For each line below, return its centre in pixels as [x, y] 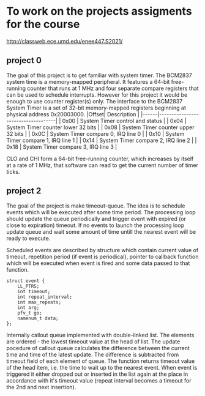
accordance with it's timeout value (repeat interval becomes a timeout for [99, 380]
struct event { [26, 281]
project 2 [24, 191]
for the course [43, 24]
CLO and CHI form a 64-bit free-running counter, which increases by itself [100, 159]
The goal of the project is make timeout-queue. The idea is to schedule [96, 206]
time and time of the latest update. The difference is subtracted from [93, 354]
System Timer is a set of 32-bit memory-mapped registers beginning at [96, 108]
